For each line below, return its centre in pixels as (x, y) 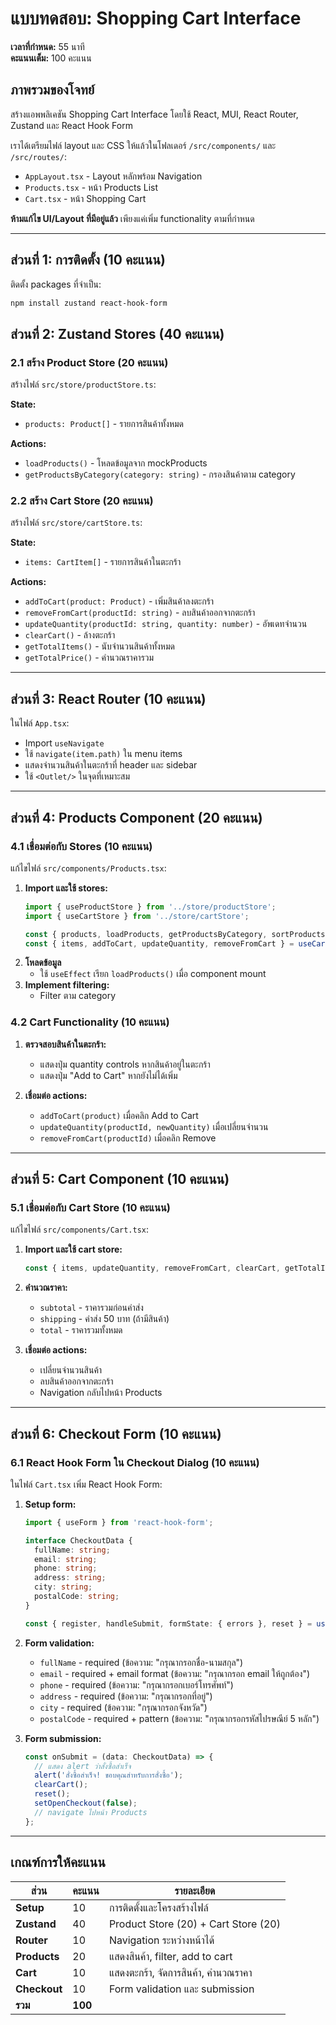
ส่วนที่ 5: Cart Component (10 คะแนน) (120, 1179)
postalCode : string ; (77, 1597)
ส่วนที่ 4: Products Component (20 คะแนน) (136, 817)
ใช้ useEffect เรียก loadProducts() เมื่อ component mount (153, 974)
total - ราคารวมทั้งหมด (81, 1330)
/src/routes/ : (38, 156)
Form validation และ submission (181, 1989)
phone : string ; (66, 1568)
